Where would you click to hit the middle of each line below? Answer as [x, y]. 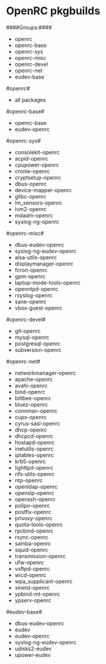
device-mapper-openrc [43, 190]
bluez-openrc [31, 404]
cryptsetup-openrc [38, 177]
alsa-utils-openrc [36, 257]
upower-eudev [33, 654]
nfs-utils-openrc [35, 474]
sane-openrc [30, 301]
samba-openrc [33, 543]
